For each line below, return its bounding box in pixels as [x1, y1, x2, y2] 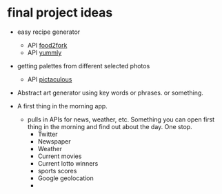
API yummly [27, 48, 62, 57]
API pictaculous [27, 75, 72, 84]
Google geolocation [37, 174, 94, 182]
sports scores [37, 166, 77, 175]
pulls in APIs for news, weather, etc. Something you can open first [27, 115, 215, 124]
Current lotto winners [37, 159, 99, 167]
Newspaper [37, 137, 71, 146]
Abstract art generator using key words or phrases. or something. [17, 88, 203, 97]
